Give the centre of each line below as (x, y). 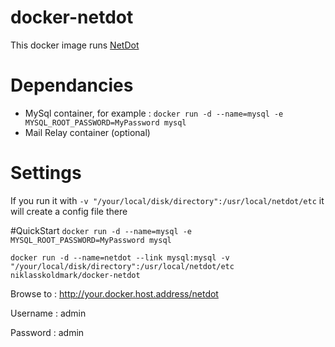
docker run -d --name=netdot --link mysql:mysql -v (120, 257)
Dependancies (72, 85)
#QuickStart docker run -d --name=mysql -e (101, 230)
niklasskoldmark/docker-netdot (75, 275)
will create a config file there (69, 211)
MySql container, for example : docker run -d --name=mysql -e (154, 113)
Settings (46, 173)
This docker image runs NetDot (75, 45)
